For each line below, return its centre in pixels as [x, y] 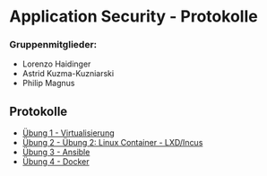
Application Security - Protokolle [133, 17]
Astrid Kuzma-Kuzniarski [68, 74]
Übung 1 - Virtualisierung [68, 133]
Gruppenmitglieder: [53, 45]
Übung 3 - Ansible [56, 152]
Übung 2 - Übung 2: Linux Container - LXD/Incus [112, 143]
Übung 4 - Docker [56, 162]
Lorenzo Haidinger [56, 64]
